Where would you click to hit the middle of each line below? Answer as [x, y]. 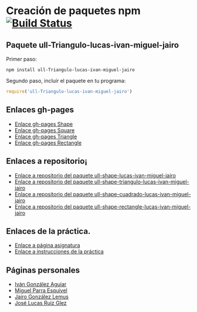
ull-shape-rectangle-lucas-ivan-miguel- [142, 206]
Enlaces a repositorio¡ [47, 161]
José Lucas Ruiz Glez [41, 303]
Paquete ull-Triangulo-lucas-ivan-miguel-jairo [93, 45]
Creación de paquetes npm [73, 11]
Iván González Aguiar [40, 284]
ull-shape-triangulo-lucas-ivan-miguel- [142, 182]
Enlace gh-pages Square [45, 130]
